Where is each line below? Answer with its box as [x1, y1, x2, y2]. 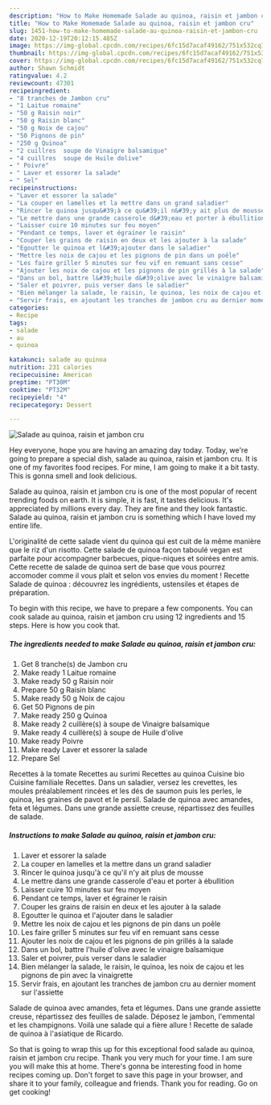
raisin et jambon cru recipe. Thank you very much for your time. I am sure [9, 1053, 253, 1063]
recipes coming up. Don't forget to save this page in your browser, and [9, 1070, 244, 1080]
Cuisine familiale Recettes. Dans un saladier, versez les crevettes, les [9, 778, 238, 788]
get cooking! [9, 1087, 51, 1097]
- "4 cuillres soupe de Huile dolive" [9, 154, 143, 162]
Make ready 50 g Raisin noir [20, 677, 114, 686]
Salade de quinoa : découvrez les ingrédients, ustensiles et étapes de [9, 579, 240, 589]
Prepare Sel [20, 754, 60, 764]
